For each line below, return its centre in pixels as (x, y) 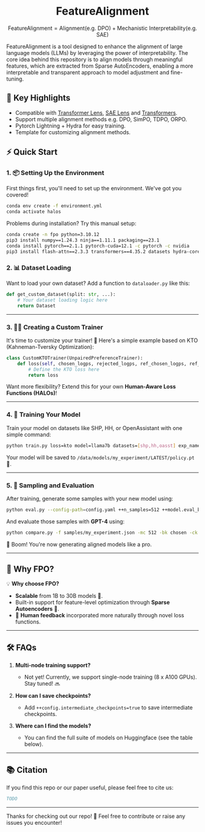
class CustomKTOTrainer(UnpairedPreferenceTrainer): (75, 358)
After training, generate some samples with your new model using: (90, 498)
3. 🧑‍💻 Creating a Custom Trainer (55, 327)
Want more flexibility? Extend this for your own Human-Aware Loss (91, 387)
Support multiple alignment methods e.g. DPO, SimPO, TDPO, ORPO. (101, 119)
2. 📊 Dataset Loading (39, 268)
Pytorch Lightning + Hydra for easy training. (70, 126)
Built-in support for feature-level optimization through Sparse (92, 603)
